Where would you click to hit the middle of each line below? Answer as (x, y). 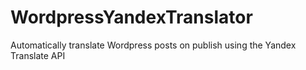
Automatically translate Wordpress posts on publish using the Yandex (153, 45)
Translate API (38, 55)
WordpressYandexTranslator (131, 17)
